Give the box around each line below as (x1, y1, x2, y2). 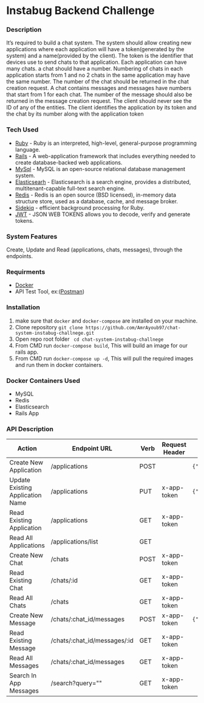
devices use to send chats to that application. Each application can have (6, 58, 187, 66)
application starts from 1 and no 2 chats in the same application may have (6, 71, 190, 79)
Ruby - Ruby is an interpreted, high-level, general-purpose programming (15, 139, 197, 147)
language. (15, 145, 41, 153)
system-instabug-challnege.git (15, 330, 95, 336)
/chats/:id (50, 576, 78, 585)
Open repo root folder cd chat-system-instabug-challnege (15, 335, 164, 343)
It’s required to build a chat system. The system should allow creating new (6, 39, 192, 46)
